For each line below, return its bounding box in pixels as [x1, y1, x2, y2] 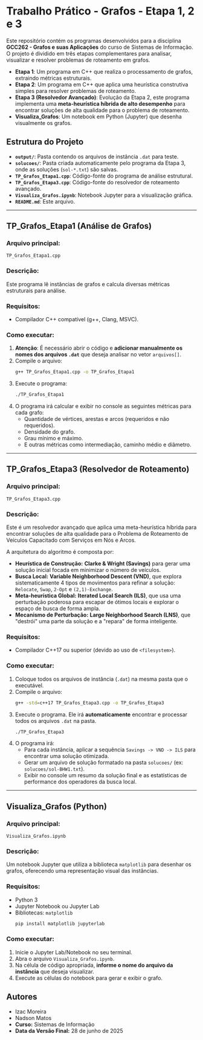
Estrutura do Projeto [6, 137, 84, 147]
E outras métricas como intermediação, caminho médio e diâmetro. [24, 441, 192, 448]
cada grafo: [14, 409, 44, 416]
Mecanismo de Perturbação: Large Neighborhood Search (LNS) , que [14, 611, 191, 618]
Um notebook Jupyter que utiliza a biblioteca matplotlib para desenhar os [6, 861, 192, 868]
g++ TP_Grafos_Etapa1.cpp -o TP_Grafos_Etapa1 [14, 369, 135, 375]
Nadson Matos [14, 1014, 52, 1021]
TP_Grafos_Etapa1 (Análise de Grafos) [6, 221, 152, 231]
